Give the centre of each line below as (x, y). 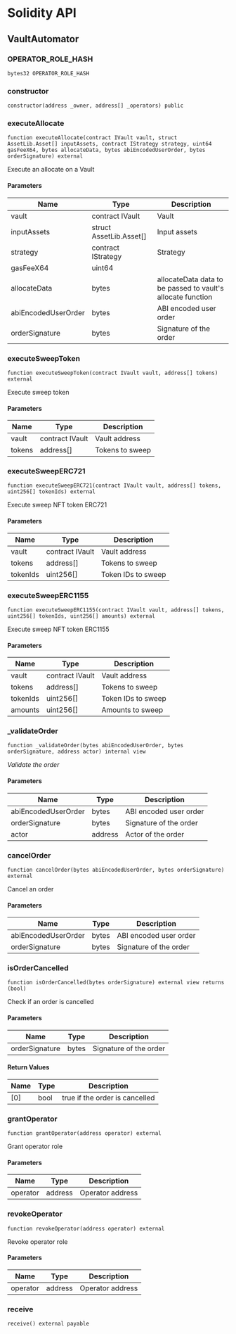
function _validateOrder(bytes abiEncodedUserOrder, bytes (96, 746)
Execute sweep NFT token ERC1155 (59, 629)
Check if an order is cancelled (51, 1002)
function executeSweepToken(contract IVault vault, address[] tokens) (113, 373)
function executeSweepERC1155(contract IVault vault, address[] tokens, (116, 610)
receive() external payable (48, 1324)
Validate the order (33, 765)
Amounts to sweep (132, 710)
